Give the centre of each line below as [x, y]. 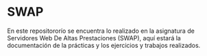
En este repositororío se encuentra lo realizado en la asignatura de [101, 31]
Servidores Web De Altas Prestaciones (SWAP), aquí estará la [94, 38]
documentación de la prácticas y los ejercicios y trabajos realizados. [104, 45]
